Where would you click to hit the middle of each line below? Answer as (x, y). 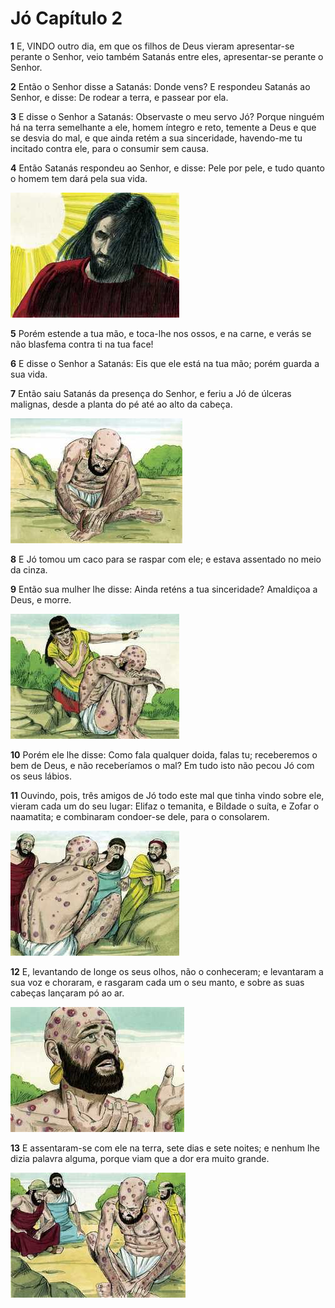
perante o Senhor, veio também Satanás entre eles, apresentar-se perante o (167, 56)
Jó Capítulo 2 (66, 18)
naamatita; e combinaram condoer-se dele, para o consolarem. (140, 816)
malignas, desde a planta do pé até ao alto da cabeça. (121, 404)
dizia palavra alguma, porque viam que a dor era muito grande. (140, 1158)
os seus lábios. (41, 776)
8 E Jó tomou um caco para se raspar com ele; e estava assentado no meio (166, 559)
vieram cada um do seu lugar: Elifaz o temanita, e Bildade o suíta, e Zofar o (165, 806)
